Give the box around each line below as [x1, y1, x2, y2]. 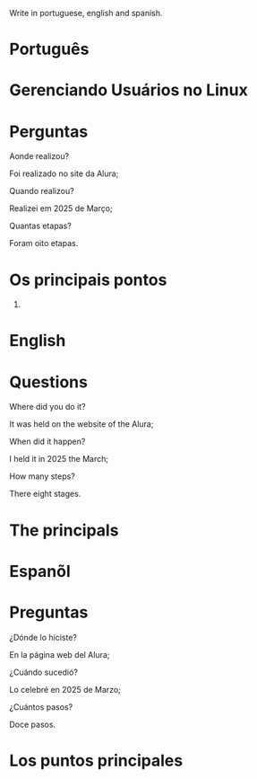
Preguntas [9, 602, 89, 623]
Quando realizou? [9, 186, 74, 197]
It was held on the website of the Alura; [9, 419, 154, 429]
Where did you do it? [9, 402, 87, 412]
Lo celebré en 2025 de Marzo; [9, 684, 121, 695]
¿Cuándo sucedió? [9, 667, 79, 677]
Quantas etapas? [9, 220, 72, 232]
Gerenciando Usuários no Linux [9, 80, 248, 101]
